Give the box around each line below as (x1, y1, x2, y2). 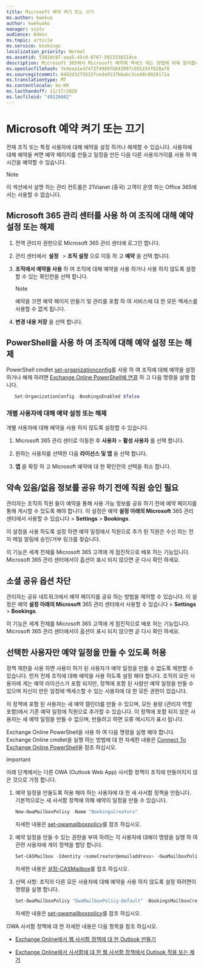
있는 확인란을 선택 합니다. (28, 272, 88, 280)
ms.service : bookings (6, 43, 61, 49)
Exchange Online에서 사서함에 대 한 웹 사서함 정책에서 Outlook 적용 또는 (15, 948, 189, 956)
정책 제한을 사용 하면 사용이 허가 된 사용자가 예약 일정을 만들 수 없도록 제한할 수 (6, 664, 194, 672)
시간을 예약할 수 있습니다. (6, 158, 67, 166)
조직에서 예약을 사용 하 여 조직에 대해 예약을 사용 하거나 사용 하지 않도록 (15, 265, 185, 272)
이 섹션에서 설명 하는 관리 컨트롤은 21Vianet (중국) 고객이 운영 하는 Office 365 (6, 183, 192, 191)
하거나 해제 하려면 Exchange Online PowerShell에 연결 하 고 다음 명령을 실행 (6, 374, 189, 381)
